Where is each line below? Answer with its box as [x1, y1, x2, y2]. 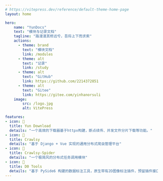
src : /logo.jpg [22, 101, 53, 106]
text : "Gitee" [22, 88, 51, 92]
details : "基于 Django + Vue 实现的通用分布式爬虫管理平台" [9, 141, 122, 147]
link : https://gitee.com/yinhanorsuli [22, 92, 101, 97]
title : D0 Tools [9, 164, 42, 169]
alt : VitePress [22, 106, 53, 111]
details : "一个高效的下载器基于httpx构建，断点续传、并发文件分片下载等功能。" [9, 128, 153, 133]
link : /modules [22, 52, 53, 57]
